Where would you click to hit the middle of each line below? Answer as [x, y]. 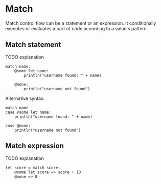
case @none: [18, 126]
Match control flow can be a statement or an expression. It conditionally [81, 23]
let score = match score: [33, 168]
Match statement [33, 45]
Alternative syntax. [25, 98]
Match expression [34, 146]
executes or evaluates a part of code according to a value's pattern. [77, 28]
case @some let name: [28, 112]
